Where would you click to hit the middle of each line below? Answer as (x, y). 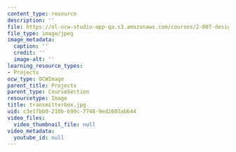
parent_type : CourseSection (48, 92)
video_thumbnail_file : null (55, 124)
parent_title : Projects (42, 85)
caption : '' (31, 46)
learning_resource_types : (45, 66)
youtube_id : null (39, 137)
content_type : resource (42, 14)
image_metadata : (31, 40)
